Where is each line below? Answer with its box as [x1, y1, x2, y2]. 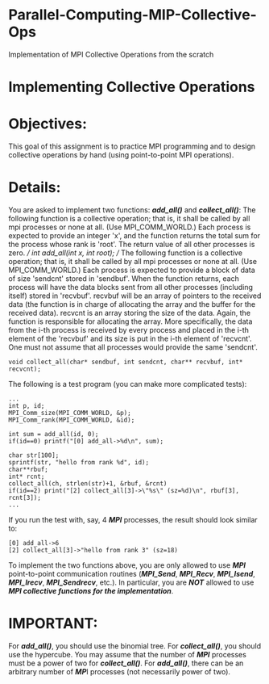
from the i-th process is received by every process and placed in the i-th [8, 325, 250, 334]
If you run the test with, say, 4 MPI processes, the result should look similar [8, 515, 258, 524]
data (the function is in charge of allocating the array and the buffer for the [8, 300, 256, 308]
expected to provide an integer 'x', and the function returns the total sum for [8, 231, 260, 240]
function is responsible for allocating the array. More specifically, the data [8, 317, 253, 326]
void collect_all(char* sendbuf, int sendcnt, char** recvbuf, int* [8, 358, 243, 366]
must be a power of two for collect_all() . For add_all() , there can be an [8, 658, 244, 668]
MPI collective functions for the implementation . [8, 586, 174, 595]
